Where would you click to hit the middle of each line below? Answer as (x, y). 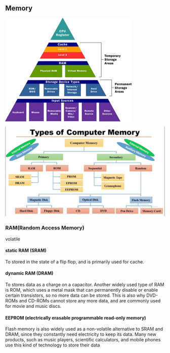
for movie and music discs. (33, 306)
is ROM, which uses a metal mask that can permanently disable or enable (82, 290)
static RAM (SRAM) (26, 251)
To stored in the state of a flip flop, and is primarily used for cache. (75, 262)
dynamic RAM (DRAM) (29, 273)
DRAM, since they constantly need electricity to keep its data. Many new (81, 334)
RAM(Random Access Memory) (45, 228)
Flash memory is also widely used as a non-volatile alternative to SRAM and (84, 329)
